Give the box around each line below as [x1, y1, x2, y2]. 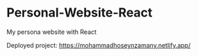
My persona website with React [6, 28, 97, 36]
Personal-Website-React [6, 5, 153, 21]
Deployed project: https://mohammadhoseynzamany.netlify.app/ [6, 41, 191, 49]
